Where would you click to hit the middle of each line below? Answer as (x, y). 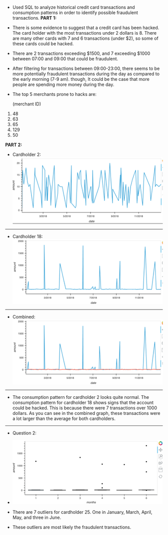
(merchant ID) (27, 104)
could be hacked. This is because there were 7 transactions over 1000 (85, 408)
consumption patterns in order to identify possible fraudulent (75, 13)
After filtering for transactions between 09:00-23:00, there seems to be (86, 68)
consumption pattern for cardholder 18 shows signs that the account (83, 403)
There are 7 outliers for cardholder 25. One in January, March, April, (82, 512)
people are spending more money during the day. (63, 84)
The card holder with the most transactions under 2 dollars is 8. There (84, 33)
